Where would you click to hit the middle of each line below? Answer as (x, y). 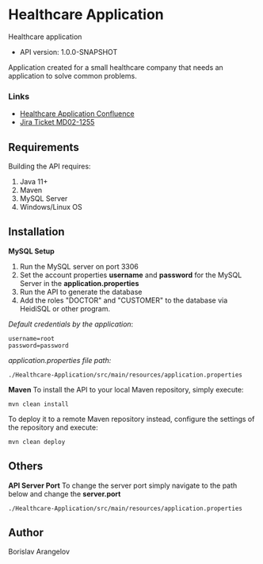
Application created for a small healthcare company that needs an (116, 67)
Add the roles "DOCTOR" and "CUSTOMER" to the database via (124, 300)
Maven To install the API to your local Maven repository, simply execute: (126, 389)
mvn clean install (38, 404)
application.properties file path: (60, 360)
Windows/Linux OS (51, 207)
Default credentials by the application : (71, 324)
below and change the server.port (65, 493)
